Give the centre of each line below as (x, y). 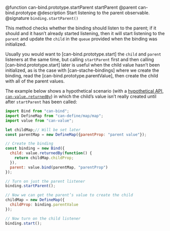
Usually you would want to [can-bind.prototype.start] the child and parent (83, 54)
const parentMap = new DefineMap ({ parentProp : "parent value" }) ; (76, 134)
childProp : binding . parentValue (44, 205)
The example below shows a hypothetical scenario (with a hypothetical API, (84, 91)
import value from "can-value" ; (39, 121)
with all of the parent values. (35, 81)
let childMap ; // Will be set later (43, 130)
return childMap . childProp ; (44, 158)
